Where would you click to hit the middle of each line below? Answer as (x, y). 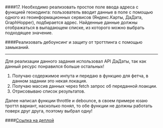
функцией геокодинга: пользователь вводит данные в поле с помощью (79, 12)
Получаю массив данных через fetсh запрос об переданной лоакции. (85, 86)
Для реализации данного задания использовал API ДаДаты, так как (76, 61)
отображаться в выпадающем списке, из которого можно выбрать (75, 28)
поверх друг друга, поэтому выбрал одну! (49, 111)
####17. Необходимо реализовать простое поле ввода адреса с (72, 7)
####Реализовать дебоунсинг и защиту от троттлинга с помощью (74, 42)
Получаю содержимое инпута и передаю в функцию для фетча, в (80, 76)
